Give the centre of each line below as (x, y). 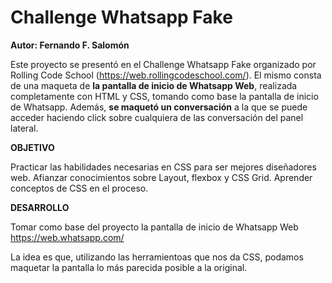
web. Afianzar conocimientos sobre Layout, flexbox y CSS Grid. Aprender (161, 177)
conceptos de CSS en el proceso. (79, 188)
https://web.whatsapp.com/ (67, 237)
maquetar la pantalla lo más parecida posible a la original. (129, 267)
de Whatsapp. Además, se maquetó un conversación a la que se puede (159, 107)
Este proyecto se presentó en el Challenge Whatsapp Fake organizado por (163, 64)
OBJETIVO (32, 147)
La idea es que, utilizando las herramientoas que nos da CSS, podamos (157, 257)
